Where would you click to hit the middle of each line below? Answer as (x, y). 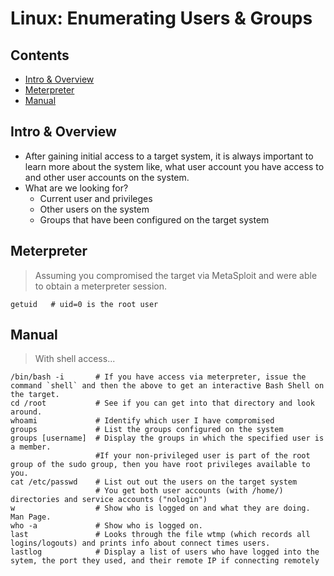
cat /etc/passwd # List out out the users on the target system (154, 482)
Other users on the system (94, 209)
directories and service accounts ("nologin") (109, 500)
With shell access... (75, 359)
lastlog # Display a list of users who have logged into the (165, 552)
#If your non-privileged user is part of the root (203, 456)
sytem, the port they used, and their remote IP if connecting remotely (165, 561)
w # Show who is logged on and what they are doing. (160, 508)
